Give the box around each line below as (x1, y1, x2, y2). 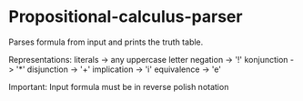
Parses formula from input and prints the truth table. (8, 36, 204, 47)
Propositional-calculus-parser (8, 6, 243, 27)
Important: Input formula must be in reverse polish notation (8, 81, 229, 92)
